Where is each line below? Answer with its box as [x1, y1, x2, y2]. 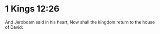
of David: [5, 24, 23, 30]
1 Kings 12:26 [5, 3, 60, 14]
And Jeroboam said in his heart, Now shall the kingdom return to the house [5, 19, 155, 25]
